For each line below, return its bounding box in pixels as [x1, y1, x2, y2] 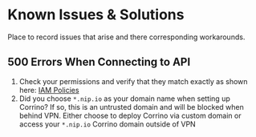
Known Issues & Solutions [7, 6, 185, 24]
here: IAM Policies [18, 85, 79, 95]
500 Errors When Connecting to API [7, 55, 191, 69]
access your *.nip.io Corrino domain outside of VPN [18, 119, 196, 129]
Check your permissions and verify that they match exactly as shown [18, 76, 248, 86]
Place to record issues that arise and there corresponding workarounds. [7, 32, 246, 42]
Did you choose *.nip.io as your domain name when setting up [18, 94, 230, 103]
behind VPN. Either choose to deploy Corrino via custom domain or [18, 111, 242, 120]
